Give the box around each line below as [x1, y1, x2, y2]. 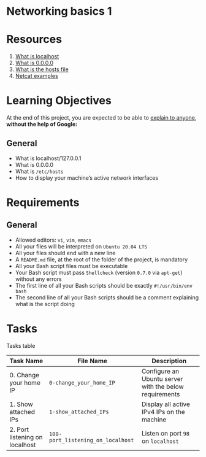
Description [151, 356, 187, 365]
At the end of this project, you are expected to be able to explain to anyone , [6, 114, 197, 121]
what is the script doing [15, 300, 75, 307]
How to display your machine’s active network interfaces [15, 174, 159, 182]
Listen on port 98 [141, 429, 190, 437]
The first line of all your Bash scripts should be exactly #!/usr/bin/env [15, 282, 193, 289]
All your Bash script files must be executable [15, 262, 128, 269]
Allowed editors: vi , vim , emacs [15, 236, 92, 244]
